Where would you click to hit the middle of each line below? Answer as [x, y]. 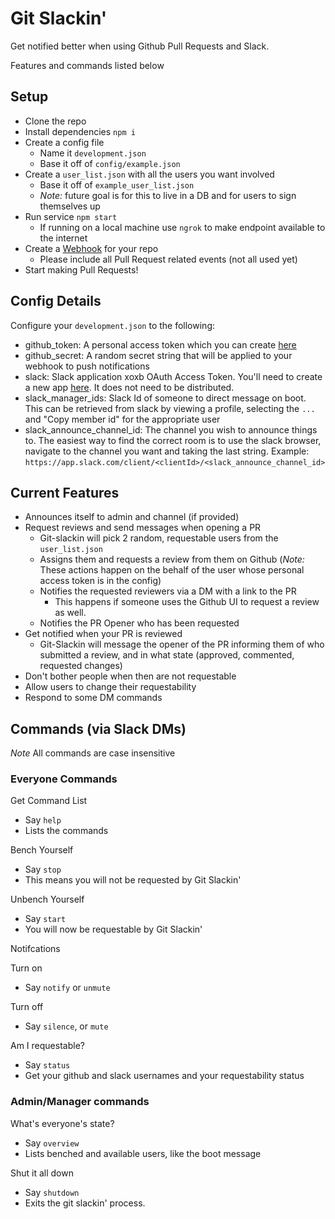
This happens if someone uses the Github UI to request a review [187, 602]
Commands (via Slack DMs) [98, 728]
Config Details [56, 301]
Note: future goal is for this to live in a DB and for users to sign [168, 195]
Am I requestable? [47, 1046]
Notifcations [35, 949]
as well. [70, 613]
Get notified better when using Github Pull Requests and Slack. [140, 46]
